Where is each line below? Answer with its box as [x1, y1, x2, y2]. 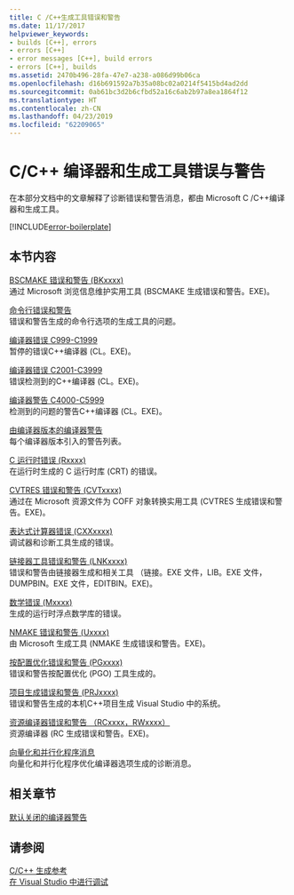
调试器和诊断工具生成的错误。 [9, 537, 118, 547]
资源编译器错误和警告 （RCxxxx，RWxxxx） [9, 716, 171, 727]
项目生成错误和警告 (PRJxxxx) [9, 686, 119, 698]
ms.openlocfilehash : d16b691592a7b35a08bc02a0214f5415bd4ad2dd [9, 79, 249, 88]
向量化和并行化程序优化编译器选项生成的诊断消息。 [9, 757, 196, 769]
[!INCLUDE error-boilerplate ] [9, 221, 112, 232]
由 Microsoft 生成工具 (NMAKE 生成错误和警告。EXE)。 [9, 637, 211, 649]
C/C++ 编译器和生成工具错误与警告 [9, 162, 266, 182]
